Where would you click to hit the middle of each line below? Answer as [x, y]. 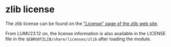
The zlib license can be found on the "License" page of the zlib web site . [82, 24]
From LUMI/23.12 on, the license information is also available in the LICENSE [85, 33]
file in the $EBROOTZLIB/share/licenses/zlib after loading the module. [78, 39]
